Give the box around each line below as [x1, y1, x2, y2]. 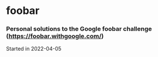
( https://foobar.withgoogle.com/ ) [6, 32, 104, 40]
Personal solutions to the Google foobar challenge [6, 25, 152, 33]
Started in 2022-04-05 [6, 45, 62, 52]
